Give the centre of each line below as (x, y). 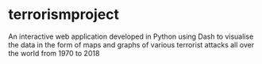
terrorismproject (64, 15)
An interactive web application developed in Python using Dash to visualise (131, 36)
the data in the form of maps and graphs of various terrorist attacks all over (131, 44)
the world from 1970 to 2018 (54, 53)
